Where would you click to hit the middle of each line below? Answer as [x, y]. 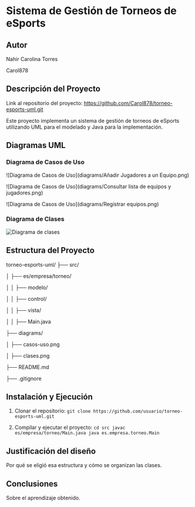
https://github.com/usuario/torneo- [138, 412]
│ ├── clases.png [28, 355]
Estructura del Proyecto [51, 251]
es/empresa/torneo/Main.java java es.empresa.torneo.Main [87, 433]
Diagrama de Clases [35, 219]
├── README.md [28, 367]
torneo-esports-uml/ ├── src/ [43, 264]
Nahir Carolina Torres [32, 59]
